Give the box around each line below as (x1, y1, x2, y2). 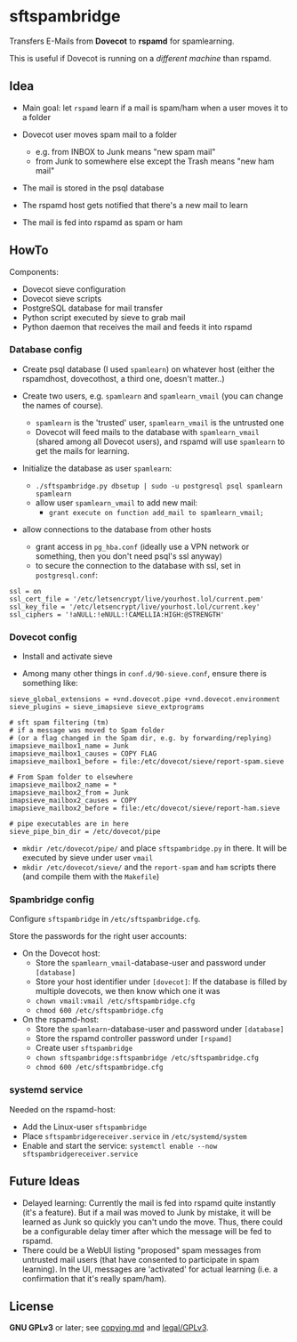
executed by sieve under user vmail (21, 853, 154, 863)
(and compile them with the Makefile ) (21, 871, 160, 882)
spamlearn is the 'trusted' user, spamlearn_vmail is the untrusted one (35, 416, 285, 428)
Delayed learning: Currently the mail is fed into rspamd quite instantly (21, 1197, 277, 1208)
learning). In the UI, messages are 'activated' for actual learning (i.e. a (21, 1264, 278, 1274)
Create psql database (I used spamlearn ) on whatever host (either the (21, 363, 276, 375)
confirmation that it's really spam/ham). (21, 1273, 167, 1283)
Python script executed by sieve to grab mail (21, 311, 186, 322)
